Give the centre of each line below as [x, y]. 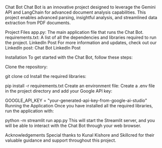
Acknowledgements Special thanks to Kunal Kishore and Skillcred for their [80, 135]
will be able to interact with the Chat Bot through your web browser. [73, 125]
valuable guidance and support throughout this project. [61, 140]
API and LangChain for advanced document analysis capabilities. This [75, 12]
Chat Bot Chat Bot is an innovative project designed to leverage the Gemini [80, 7]
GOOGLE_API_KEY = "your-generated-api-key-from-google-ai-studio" [76, 100]
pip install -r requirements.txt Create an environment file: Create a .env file [80, 86]
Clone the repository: [26, 67]
